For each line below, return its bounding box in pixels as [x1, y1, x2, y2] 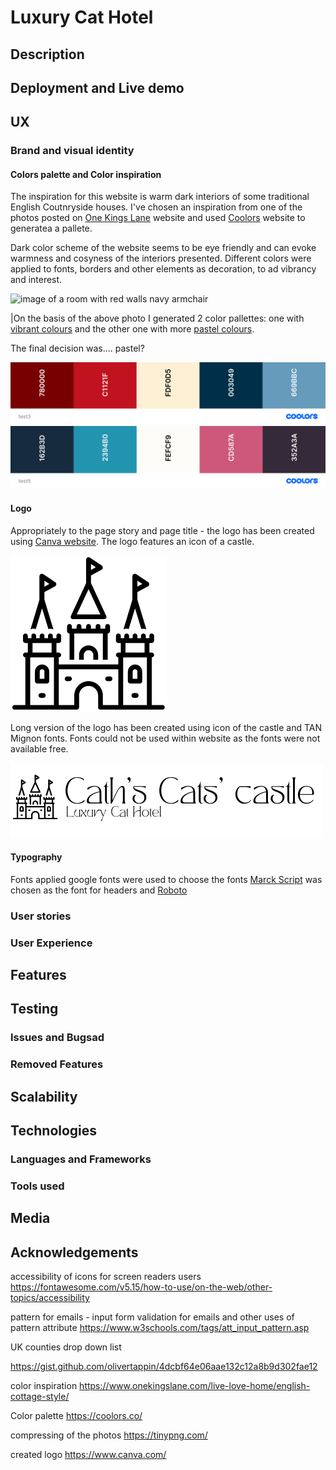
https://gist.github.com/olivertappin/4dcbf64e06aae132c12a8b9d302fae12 [10, 1361, 318, 1373]
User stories [10, 909, 72, 923]
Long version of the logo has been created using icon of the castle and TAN [10, 721, 323, 733]
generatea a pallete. [10, 222, 93, 235]
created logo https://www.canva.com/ [10, 1449, 167, 1461]
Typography [10, 851, 63, 863]
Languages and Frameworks [10, 1152, 152, 1166]
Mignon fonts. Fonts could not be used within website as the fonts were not [10, 732, 321, 744]
